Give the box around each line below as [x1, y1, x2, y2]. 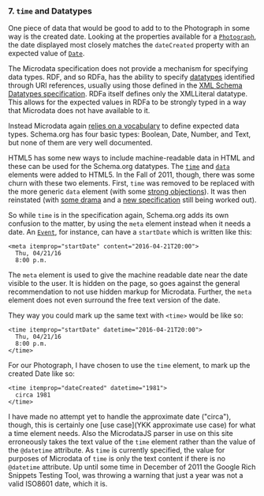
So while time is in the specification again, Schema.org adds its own [8, 211, 229, 220]
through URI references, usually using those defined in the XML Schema [8, 81, 243, 90]
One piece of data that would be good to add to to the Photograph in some [8, 24, 251, 33]
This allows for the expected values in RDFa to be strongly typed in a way [8, 97, 247, 107]
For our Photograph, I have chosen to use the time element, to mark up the [8, 361, 251, 370]
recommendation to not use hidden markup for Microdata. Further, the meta [8, 287, 252, 297]
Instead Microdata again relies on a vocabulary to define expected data [8, 121, 240, 131]
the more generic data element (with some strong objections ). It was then [8, 187, 247, 197]
